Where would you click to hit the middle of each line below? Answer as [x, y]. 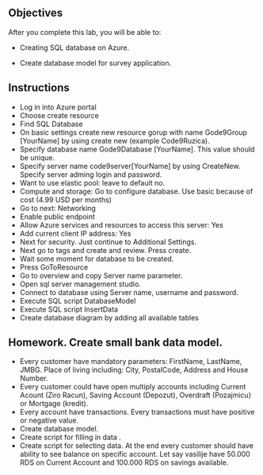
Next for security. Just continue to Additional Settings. [108, 242]
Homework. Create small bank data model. [116, 343]
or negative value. [49, 420]
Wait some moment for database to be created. [97, 259]
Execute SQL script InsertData [69, 309]
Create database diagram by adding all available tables [109, 317]
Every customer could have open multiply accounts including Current [133, 387]
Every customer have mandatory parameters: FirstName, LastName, [131, 362]
